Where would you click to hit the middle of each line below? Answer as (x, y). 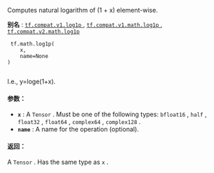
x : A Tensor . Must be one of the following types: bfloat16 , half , (112, 114)
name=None (34, 56)
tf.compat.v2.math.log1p (44, 32)
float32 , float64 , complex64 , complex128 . (79, 122)
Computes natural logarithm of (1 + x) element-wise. (82, 10)
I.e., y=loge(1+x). (32, 81)
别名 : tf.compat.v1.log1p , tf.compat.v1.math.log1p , (85, 25)
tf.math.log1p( (32, 44)
